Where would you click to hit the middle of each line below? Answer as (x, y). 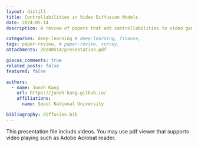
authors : (17, 82)
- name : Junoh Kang (35, 87)
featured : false (26, 71)
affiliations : (34, 99)
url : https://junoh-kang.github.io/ (62, 93)
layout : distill (26, 12)
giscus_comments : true (34, 60)
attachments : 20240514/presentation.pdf (57, 50)
